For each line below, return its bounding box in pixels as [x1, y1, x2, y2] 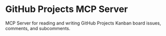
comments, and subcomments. [5, 25, 70, 31]
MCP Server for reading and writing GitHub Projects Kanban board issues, [5, 20, 161, 26]
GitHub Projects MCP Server [5, 3, 128, 15]
